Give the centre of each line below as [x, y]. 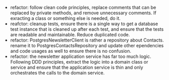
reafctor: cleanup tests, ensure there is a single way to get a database [84, 24]
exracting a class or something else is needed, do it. [65, 18]
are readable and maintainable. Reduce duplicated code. [70, 35]
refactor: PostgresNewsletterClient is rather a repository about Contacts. [87, 40]
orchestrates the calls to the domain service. [57, 73]
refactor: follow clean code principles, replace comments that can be [83, 7]
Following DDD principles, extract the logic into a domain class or [79, 62]
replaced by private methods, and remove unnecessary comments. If [83, 13]
